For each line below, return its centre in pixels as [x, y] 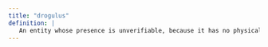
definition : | [32, 23]
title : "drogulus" [39, 16]
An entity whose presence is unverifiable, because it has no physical [140, 30]
